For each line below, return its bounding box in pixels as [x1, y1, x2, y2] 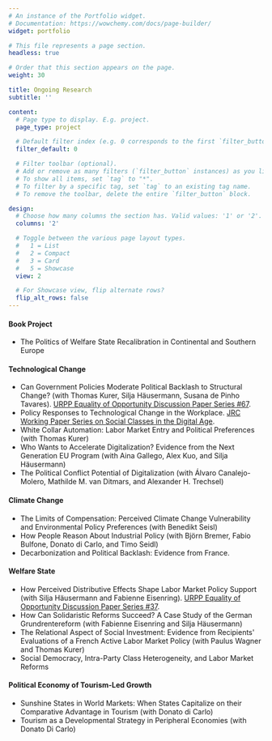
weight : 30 [8, 71, 45, 79]
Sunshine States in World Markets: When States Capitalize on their [19, 698, 243, 709]
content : [8, 108, 38, 116]
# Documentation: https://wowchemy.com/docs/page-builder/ [8, 19, 212, 28]
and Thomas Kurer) [19, 645, 85, 654]
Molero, [19, 477, 46, 487]
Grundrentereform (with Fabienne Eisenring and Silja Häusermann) [19, 619, 243, 628]
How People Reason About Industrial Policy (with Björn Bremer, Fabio [19, 530, 251, 540]
